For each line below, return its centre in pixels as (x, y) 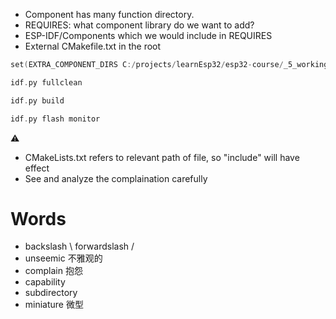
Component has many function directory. (109, 14)
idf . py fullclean (46, 82)
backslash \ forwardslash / (79, 246)
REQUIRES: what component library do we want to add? (139, 25)
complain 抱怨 (53, 271)
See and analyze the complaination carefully (116, 178)
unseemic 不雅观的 (63, 258)
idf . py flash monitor (55, 119)
